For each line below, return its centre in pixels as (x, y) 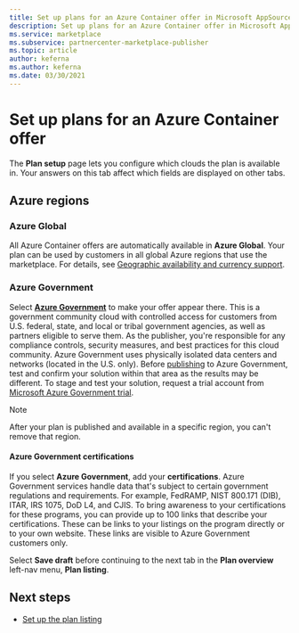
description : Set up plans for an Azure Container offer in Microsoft (143, 26)
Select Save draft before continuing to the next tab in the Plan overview (141, 560)
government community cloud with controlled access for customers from (143, 316)
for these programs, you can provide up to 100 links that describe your (138, 514)
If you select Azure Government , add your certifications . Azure (127, 476)
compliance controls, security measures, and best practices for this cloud (144, 345)
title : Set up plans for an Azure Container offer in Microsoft (131, 17)
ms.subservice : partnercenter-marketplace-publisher (109, 42)
